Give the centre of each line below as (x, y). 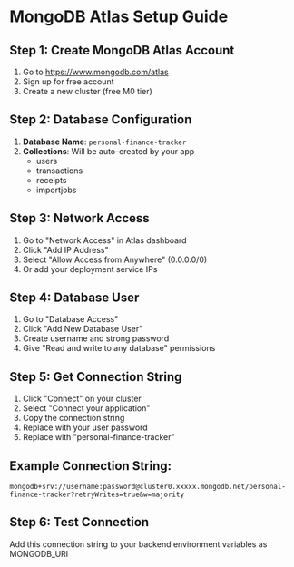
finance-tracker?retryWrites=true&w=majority (97, 495)
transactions (59, 171)
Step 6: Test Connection (79, 522)
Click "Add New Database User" (83, 329)
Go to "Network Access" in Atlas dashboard (104, 240)
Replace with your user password (85, 427)
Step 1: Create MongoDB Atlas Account (122, 50)
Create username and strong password (96, 338)
